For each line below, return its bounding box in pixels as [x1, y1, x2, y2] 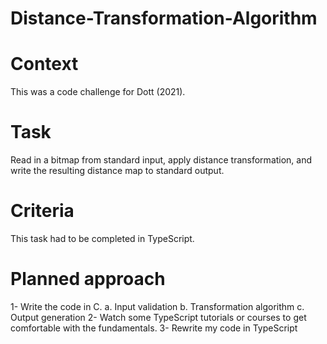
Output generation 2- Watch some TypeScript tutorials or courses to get [10, 311, 307, 323]
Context [10, 53, 79, 76]
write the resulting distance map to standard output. [10, 165, 225, 177]
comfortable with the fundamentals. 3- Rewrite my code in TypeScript [10, 322, 298, 334]
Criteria [10, 200, 75, 222]
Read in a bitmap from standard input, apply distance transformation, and [10, 154, 313, 166]
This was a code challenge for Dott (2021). [10, 86, 186, 98]
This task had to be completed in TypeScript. [10, 233, 195, 244]
